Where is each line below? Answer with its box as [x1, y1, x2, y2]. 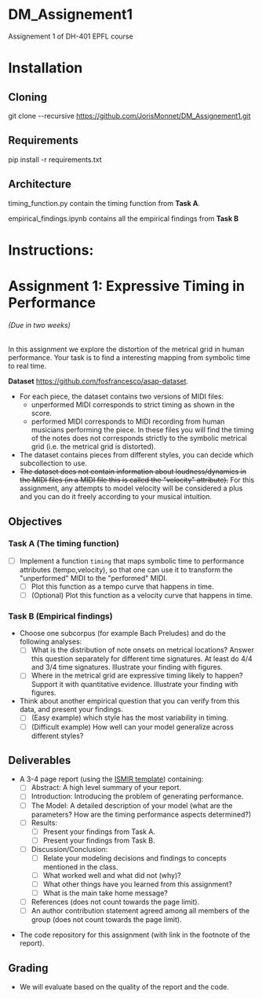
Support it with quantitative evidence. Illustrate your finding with [31, 680, 238, 689]
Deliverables [8, 753, 71, 767]
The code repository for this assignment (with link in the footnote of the [19, 930, 251, 940]
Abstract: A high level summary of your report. [31, 783, 182, 792]
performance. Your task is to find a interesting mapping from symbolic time [8, 353, 251, 362]
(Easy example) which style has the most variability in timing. [31, 713, 229, 722]
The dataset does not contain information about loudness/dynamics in [19, 467, 247, 476]
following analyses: [19, 637, 82, 646]
